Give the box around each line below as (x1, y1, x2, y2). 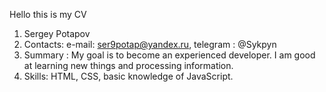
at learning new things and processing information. (23, 60, 234, 71)
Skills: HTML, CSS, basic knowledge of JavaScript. (23, 70, 234, 82)
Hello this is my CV (9, 9, 87, 20)
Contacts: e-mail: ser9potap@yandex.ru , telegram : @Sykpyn (23, 39, 277, 50)
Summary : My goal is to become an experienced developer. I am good (23, 49, 316, 61)
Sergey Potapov (23, 28, 91, 39)
